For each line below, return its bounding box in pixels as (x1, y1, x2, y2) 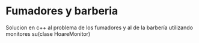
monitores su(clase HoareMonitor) (5, 30, 91, 37)
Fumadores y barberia (5, 4, 118, 18)
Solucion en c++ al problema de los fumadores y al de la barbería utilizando (5, 24, 194, 31)
